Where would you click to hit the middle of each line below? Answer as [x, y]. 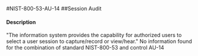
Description [21, 22]
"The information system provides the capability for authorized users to [94, 35]
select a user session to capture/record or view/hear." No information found [99, 41]
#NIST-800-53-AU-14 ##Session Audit [54, 9]
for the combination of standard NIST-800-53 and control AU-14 [85, 48]
